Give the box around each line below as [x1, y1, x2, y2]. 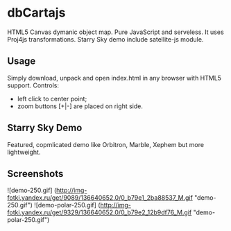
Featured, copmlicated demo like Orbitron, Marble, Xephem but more [7, 140, 205, 148]
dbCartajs [7, 5, 66, 21]
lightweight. [7, 148, 41, 156]
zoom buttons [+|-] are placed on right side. [17, 102, 144, 110]
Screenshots [7, 168, 64, 180]
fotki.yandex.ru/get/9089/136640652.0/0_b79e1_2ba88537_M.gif [7, 194, 193, 202]
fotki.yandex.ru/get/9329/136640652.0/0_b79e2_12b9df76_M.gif [7, 208, 192, 216]
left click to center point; [17, 94, 87, 103]
